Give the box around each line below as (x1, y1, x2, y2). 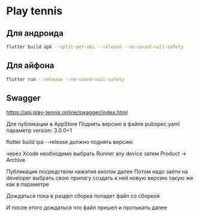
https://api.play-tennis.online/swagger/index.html (6, 109, 128, 116)
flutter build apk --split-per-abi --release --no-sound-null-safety (6, 44, 184, 50)
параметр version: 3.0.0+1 (6, 127, 73, 134)
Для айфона (6, 61, 55, 71)
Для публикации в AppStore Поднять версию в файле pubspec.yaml (6, 120, 180, 128)
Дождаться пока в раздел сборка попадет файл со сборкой (6, 192, 160, 200)
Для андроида (6, 28, 64, 38)
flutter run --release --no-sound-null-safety (6, 76, 125, 82)
